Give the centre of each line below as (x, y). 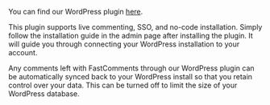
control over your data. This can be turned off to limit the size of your (123, 85)
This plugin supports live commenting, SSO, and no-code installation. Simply (135, 27)
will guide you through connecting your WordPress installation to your (124, 44)
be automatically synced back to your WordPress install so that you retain (130, 77)
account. (23, 52)
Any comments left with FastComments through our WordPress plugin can (132, 68)
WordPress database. (44, 94)
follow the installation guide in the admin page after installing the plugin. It (131, 36)
